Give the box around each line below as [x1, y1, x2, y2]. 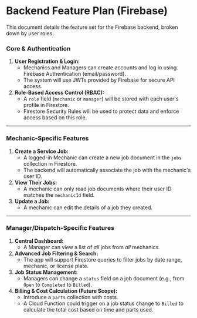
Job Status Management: [14, 269, 78, 276]
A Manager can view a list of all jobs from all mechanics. [23, 243, 160, 250]
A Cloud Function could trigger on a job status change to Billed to [23, 300, 184, 307]
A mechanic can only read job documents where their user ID [23, 185, 172, 192]
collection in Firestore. [23, 160, 77, 167]
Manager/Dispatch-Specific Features [6, 224, 114, 232]
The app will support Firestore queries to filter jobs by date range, [23, 256, 182, 263]
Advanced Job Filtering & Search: [14, 250, 98, 257]
